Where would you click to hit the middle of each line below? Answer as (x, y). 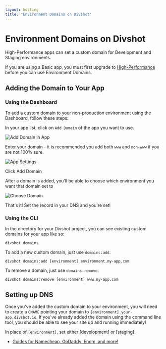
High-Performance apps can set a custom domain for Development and (78, 52)
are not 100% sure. (25, 152)
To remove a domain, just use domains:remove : (52, 270)
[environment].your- (111, 312)
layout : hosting (22, 10)
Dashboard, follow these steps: (37, 118)
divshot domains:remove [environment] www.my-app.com (62, 280)
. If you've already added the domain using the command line (99, 317)
